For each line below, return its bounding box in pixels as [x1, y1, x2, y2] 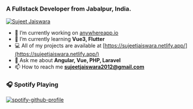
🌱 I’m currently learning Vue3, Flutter [14, 36, 105, 43]
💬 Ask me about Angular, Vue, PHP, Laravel [14, 57, 121, 64]
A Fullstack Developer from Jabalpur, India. [6, 5, 132, 13]
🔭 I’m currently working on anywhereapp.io [14, 29, 119, 36]
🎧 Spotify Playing [6, 81, 58, 89]
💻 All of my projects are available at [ [14, 42, 105, 49]
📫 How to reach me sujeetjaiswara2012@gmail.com [14, 63, 144, 70]
